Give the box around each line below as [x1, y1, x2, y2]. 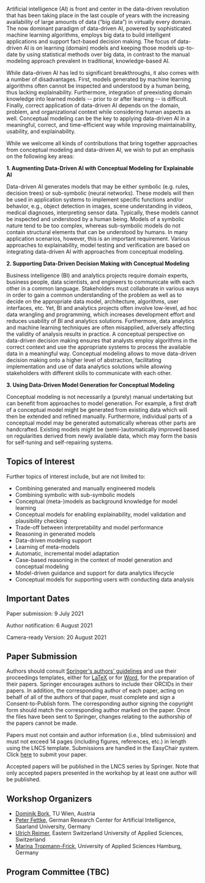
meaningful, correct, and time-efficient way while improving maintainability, [6, 121, 197, 128]
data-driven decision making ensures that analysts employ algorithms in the [6, 337, 198, 344]
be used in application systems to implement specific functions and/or [6, 196, 184, 203]
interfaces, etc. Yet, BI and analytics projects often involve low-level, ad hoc [6, 305, 198, 311]
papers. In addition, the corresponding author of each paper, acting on [6, 687, 184, 694]
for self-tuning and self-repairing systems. [6, 439, 113, 446]
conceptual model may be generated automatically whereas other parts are [6, 419, 196, 426]
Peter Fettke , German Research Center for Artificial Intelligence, [15, 816, 176, 824]
